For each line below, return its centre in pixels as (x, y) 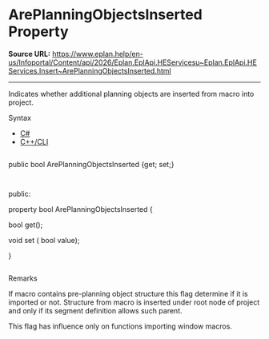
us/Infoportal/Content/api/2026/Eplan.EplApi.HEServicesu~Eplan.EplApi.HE (133, 62)
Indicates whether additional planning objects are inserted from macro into (131, 94)
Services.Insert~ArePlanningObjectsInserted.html (90, 70)
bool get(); (26, 225)
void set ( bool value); (44, 240)
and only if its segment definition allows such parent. (95, 310)
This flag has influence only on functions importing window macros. (120, 326)
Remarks (23, 278)
